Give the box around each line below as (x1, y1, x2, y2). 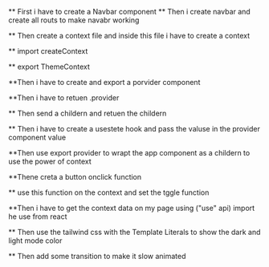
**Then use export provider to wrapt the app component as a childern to (8, 148, 251, 157)
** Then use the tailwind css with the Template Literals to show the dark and (8, 228, 261, 237)
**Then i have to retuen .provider (8, 93, 120, 103)
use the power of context (8, 156, 92, 166)
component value (8, 132, 67, 142)
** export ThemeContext (8, 62, 91, 71)
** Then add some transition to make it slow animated (8, 252, 186, 261)
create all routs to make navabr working (8, 15, 140, 25)
